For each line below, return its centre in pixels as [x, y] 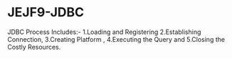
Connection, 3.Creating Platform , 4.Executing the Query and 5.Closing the [116, 39]
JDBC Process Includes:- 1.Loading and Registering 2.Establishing [104, 32]
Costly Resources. [34, 47]
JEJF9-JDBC [46, 12]
